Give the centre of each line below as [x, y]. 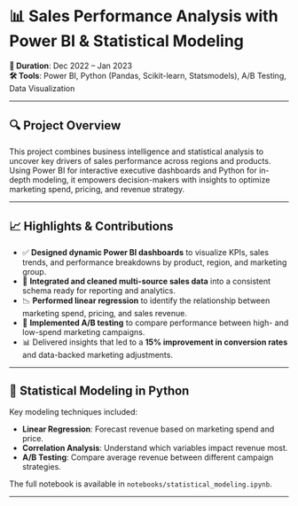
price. [33, 439]
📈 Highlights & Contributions [91, 226]
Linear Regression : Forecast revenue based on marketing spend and [148, 429]
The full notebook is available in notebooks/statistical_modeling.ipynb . [141, 484]
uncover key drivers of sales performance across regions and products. [140, 160]
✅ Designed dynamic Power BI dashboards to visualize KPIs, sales [145, 252]
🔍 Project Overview [65, 125]
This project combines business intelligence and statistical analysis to [137, 152]
